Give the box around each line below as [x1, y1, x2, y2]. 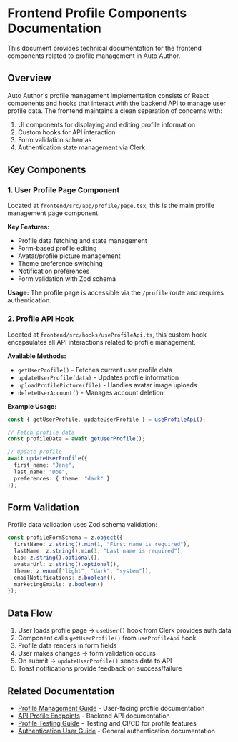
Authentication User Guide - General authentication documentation [17, 726, 216, 735]
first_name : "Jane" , [14, 462, 75, 469]
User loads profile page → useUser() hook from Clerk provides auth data [17, 626, 232, 635]
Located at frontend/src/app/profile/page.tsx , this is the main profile [7, 202, 215, 210]
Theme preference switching [17, 259, 104, 268]
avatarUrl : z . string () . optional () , [14, 560, 120, 568]
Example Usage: [7, 402, 57, 410]
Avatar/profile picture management [17, 252, 121, 260]
